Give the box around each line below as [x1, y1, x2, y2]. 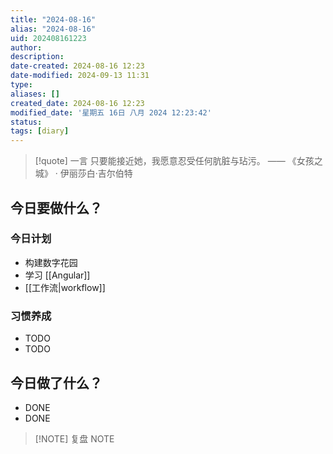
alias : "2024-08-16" [10, 24, 97, 34]
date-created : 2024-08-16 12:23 [10, 61, 145, 71]
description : [10, 52, 65, 62]
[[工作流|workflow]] [24, 281, 106, 293]
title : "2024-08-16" [10, 14, 97, 25]
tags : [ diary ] [10, 126, 70, 136]
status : [10, 117, 43, 127]
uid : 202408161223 [10, 33, 87, 43]
